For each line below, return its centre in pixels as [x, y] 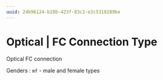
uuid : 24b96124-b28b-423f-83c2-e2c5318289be [63, 12]
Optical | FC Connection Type [82, 42]
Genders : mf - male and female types [53, 70]
